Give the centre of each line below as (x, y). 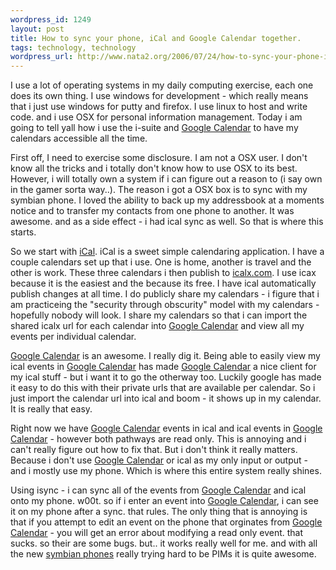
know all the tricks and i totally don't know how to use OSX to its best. (154, 168)
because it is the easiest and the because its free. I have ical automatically (163, 283)
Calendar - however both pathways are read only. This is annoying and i (158, 439)
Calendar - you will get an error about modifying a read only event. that (157, 533)
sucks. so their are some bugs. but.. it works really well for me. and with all (164, 543)
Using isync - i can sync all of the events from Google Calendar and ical (158, 490)
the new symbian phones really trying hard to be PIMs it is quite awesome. (163, 554)
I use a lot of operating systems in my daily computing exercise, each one (162, 85)
